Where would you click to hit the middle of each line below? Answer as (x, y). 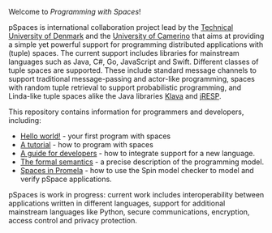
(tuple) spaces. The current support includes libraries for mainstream (124, 53)
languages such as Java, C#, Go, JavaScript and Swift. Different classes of (134, 61)
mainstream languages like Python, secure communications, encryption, (129, 212)
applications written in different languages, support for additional (117, 203)
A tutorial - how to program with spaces (87, 144)
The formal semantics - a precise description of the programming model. (142, 162)
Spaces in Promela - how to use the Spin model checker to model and (137, 170)
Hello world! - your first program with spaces (95, 136)
